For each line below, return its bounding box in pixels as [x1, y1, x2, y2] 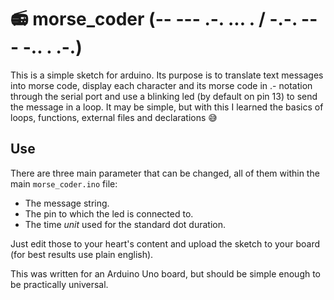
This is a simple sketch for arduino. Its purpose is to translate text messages [10, 69, 324, 81]
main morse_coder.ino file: [10, 177, 118, 190]
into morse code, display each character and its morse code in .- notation [10, 79, 313, 91]
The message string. [24, 197, 110, 209]
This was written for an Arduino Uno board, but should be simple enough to [10, 267, 322, 280]
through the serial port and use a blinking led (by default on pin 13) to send [10, 90, 318, 102]
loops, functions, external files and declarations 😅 [10, 111, 218, 123]
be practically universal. [10, 278, 109, 290]
